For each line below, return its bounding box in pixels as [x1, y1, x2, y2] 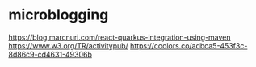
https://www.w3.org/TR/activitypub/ [8, 40, 129, 50]
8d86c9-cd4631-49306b [8, 49, 93, 59]
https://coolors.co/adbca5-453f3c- [130, 40, 248, 50]
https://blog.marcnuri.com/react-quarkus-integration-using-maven [8, 32, 232, 42]
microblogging [8, 6, 109, 24]
